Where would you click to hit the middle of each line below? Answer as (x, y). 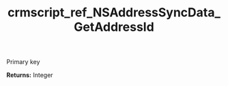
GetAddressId (114, 27)
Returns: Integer (30, 75)
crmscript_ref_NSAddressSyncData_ (114, 13)
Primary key (23, 62)
